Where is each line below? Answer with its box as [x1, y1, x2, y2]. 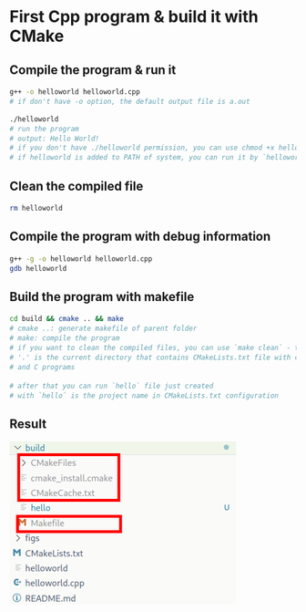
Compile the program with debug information [9, 229, 271, 244]
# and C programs [9, 362, 76, 371]
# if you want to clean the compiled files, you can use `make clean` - [9, 343, 291, 352]
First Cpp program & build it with [9, 6, 259, 27]
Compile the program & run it [9, 62, 177, 78]
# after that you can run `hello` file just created [9, 381, 214, 391]
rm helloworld [9, 203, 64, 213]
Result [9, 417, 47, 432]
